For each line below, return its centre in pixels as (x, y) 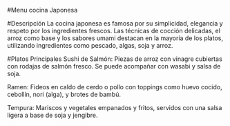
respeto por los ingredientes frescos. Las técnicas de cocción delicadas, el (114, 31)
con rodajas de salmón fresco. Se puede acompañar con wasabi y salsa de (114, 66)
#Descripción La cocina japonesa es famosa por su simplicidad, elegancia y (115, 23)
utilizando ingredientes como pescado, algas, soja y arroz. (90, 45)
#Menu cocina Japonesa (42, 10)
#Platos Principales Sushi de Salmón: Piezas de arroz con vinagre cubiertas (115, 59)
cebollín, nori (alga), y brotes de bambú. (64, 94)
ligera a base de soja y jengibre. (52, 115)
